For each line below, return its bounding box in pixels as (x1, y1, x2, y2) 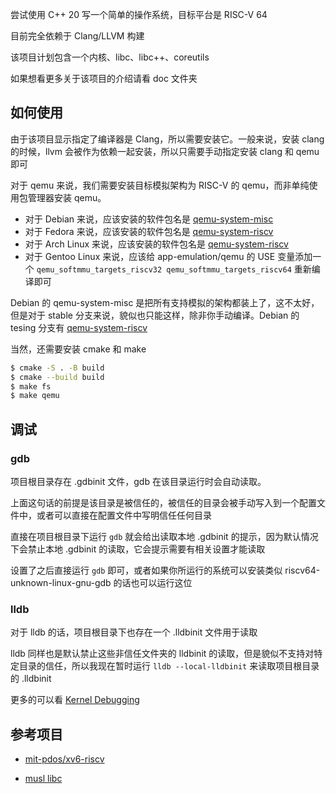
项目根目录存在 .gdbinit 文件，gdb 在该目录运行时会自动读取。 (10, 476, 267, 487)
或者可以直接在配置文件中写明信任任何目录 (36, 509, 212, 521)
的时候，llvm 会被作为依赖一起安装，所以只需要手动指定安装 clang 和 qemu (10, 145, 320, 157)
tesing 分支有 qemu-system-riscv (10, 321, 148, 333)
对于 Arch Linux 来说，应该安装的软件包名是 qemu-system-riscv (24, 238, 289, 250)
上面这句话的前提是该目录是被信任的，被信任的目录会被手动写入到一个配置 (10, 497, 317, 508)
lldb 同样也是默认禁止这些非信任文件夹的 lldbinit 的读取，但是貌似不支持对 (10, 648, 315, 660)
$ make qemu (10, 391, 60, 401)
